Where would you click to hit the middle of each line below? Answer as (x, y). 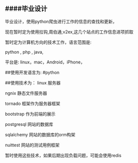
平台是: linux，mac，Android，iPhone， (45, 62)
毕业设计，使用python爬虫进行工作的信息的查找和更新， (61, 21)
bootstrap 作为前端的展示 (30, 114)
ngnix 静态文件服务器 (26, 93)
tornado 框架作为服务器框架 (33, 103)
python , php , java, (24, 52)
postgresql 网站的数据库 (29, 124)
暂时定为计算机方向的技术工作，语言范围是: (48, 42)
